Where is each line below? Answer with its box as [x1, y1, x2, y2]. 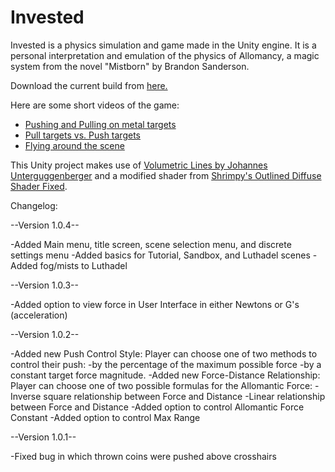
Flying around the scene [24, 139, 125, 151]
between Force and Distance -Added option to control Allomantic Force [10, 401, 305, 413]
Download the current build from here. [10, 79, 168, 91]
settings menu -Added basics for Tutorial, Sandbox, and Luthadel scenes [10, 249, 311, 261]
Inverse [10, 390, 42, 402]
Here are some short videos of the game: [10, 99, 180, 111]
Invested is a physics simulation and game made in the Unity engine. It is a [10, 39, 317, 51]
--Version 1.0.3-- [10, 279, 79, 291]
